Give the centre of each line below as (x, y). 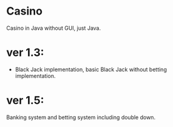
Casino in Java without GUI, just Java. (54, 28)
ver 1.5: (25, 101)
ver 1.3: (25, 53)
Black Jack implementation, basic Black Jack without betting (91, 69)
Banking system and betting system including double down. (81, 117)
